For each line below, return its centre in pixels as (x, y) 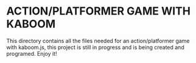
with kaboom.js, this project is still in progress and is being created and (95, 47)
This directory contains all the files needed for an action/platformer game (98, 41)
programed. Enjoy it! (32, 53)
